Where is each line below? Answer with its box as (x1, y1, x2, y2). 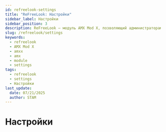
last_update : (5, 85, 32, 91)
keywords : (5, 35, 26, 40)
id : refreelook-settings (5, 7, 56, 12)
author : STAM (9, 95, 37, 100)
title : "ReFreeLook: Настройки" (5, 12, 72, 17)
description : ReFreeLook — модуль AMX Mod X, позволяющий (5, 26, 127, 31)
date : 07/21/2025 (9, 90, 45, 95)
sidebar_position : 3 (5, 21, 48, 26)
